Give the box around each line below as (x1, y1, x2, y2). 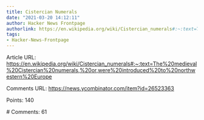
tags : (6, 32, 20, 38)
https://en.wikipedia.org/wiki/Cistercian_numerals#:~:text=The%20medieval (6, 60, 197, 67)
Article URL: (6, 54, 36, 61)
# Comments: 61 (6, 108, 47, 115)
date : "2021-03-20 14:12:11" (6, 15, 80, 21)
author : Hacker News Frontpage (6, 20, 86, 26)
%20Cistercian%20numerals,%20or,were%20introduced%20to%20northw (6, 67, 195, 73)
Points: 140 (6, 96, 35, 104)
